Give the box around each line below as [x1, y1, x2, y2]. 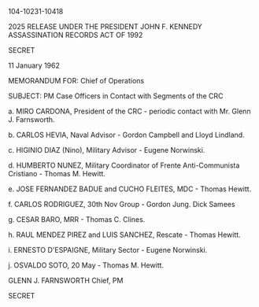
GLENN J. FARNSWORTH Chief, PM [8, 276, 124, 285]
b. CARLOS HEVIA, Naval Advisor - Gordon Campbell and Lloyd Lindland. [8, 130, 246, 139]
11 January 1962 [8, 61, 61, 70]
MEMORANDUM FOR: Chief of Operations [8, 76, 144, 85]
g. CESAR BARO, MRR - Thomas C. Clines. [8, 215, 146, 224]
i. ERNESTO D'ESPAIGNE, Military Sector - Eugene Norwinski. [8, 246, 208, 254]
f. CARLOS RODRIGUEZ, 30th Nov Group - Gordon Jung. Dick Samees [8, 200, 235, 209]
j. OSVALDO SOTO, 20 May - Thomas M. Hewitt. [8, 261, 164, 270]
